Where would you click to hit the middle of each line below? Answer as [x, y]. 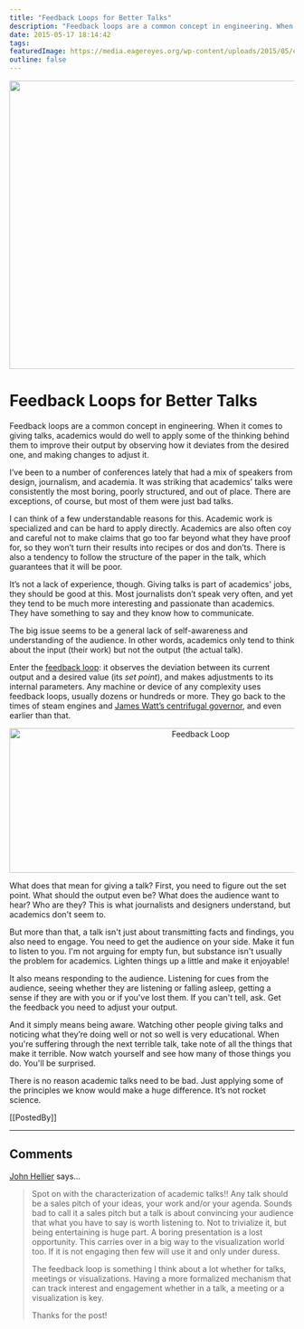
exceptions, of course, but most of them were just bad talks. [121, 501]
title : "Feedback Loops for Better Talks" [90, 18]
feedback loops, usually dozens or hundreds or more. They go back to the [147, 696]
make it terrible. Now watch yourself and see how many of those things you [150, 1053]
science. [25, 1099]
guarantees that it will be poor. [66, 566]
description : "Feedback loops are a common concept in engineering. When [152, 26]
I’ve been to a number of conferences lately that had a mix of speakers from [151, 472]
